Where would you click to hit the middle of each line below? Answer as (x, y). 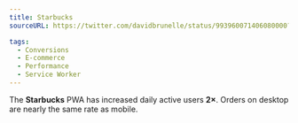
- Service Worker (49, 75)
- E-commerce (41, 58)
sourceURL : (29, 26)
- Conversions (43, 50)
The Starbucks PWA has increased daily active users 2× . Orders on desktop (149, 99)
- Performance (43, 66)
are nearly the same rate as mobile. (74, 109)
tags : (19, 42)
